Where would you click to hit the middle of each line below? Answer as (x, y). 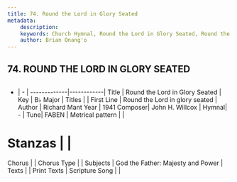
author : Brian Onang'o (54, 40)
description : (39, 27)
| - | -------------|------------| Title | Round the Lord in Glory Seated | (119, 92)
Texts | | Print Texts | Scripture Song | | (64, 170)
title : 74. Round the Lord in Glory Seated (73, 14)
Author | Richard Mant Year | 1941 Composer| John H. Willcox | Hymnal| (122, 107)
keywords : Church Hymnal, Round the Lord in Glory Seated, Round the (125, 34)
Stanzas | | (40, 143)
